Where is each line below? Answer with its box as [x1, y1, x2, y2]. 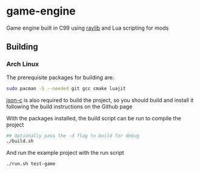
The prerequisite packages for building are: [6, 74, 114, 81]
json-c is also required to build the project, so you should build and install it [6, 96, 194, 103]
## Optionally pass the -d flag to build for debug [6, 132, 139, 139]
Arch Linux [6, 60, 39, 68]
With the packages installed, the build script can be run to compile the [6, 114, 182, 122]
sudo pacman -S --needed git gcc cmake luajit [6, 85, 126, 91]
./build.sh [6, 138, 34, 145]
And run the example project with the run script [6, 149, 124, 157]
